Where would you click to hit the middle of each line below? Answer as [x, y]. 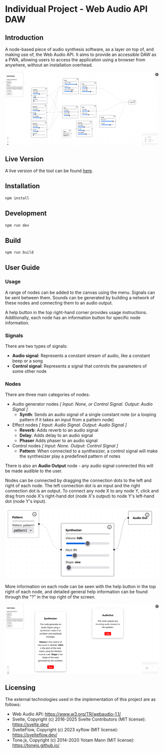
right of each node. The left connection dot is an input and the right [73, 486]
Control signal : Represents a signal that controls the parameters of [80, 366]
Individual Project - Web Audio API [76, 9]
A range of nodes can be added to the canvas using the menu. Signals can [80, 292]
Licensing [20, 688]
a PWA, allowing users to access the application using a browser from [75, 60]
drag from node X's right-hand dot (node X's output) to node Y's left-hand [80, 496]
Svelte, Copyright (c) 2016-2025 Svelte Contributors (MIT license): [79, 719]
